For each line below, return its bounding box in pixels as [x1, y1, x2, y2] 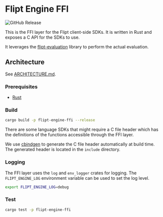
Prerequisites [5, 83, 38, 90]
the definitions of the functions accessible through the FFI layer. [5, 132, 134, 138]
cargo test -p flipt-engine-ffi [5, 207, 71, 212]
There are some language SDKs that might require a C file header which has [5, 126, 159, 133]
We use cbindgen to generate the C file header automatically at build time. [5, 141, 155, 147]
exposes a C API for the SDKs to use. [5, 34, 80, 40]
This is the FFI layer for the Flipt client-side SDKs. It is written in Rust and [5, 29, 152, 35]
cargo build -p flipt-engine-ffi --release [5, 118, 95, 123]
